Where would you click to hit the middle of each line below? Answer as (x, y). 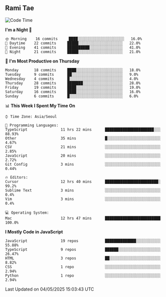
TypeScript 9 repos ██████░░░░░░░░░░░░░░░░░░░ (83, 249)
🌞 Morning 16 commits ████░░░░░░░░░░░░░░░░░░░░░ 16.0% (74, 39)
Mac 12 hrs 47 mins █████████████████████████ (83, 218)
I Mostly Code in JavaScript (34, 232)
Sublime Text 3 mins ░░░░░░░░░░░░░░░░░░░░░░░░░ (83, 190)
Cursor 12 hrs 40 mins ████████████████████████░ (83, 181)
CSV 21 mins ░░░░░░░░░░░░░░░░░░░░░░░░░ (83, 147)
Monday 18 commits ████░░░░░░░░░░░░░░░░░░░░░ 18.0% (73, 70)
